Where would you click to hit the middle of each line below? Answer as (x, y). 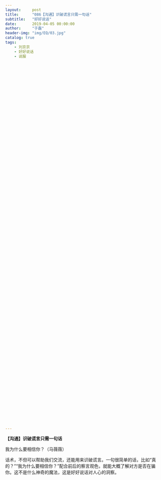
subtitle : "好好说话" (28, 19)
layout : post (23, 10)
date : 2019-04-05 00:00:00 (40, 24)
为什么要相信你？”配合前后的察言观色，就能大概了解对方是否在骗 (89, 466)
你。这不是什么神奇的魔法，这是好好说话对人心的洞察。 (62, 472)
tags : (11, 42)
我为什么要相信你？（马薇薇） (36, 449)
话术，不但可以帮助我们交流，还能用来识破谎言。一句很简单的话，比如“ (78, 460)
